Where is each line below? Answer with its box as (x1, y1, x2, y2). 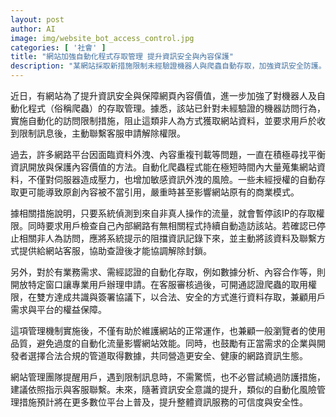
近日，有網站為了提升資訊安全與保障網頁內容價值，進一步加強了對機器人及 (10, 90, 317, 101)
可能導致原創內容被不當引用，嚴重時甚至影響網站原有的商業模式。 (27, 186, 300, 198)
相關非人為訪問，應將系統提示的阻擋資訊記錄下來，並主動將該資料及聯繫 (18, 232, 317, 244)
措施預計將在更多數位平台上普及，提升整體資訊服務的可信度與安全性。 (18, 396, 308, 408)
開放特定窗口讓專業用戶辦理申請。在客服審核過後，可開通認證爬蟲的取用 (10, 279, 308, 290)
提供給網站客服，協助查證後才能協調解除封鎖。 (18, 245, 212, 256)
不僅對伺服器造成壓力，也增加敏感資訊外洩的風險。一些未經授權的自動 (27, 174, 317, 185)
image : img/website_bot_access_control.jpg (10, 33, 195, 43)
